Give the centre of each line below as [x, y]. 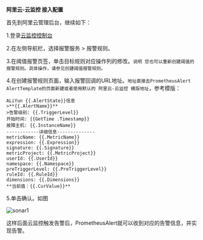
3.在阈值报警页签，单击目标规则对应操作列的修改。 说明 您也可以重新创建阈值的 [101, 61]
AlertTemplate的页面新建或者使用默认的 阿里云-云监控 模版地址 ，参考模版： [94, 88]
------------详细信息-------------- [51, 132]
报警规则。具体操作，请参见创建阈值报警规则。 [56, 69]
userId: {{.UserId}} [32, 159]
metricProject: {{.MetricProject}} [51, 153]
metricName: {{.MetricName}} [43, 137]
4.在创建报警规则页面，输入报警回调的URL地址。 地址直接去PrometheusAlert [98, 81]
